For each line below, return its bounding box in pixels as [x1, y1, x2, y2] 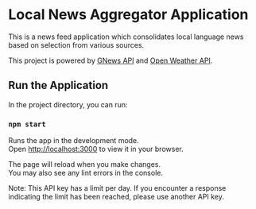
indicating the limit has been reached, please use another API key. [8, 192, 225, 202]
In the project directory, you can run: [8, 99, 128, 109]
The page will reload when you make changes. [8, 160, 161, 169]
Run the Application [8, 79, 109, 92]
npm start [8, 119, 46, 129]
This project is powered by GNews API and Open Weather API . [8, 56, 213, 65]
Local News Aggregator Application [8, 6, 249, 24]
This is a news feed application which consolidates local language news [8, 32, 244, 41]
